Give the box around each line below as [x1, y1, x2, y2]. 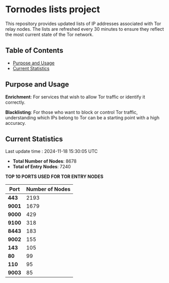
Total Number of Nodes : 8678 [12, 158, 77, 164]
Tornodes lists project [5, 4, 101, 15]
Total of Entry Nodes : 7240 [12, 164, 71, 170]
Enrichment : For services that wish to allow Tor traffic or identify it [5, 94, 146, 100]
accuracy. [5, 120, 27, 126]
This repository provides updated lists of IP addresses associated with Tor [5, 20, 161, 27]
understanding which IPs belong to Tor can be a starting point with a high [5, 114, 160, 121]
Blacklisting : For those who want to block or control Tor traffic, [5, 109, 138, 115]
